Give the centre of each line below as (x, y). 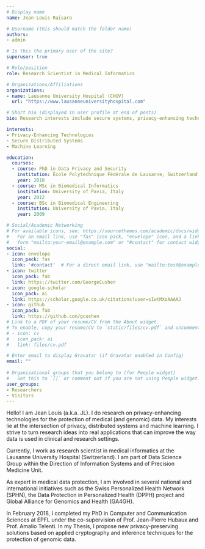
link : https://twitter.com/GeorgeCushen (64, 282)
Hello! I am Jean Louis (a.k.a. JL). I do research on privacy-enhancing (94, 413)
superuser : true (27, 57)
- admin (16, 40)
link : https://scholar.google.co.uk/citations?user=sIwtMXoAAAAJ (97, 299)
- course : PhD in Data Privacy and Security (69, 169)
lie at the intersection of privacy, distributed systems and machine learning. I (103, 426)
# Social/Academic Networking (45, 226)
